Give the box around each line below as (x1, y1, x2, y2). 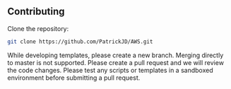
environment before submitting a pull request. (7, 73, 141, 82)
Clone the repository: (7, 24, 69, 32)
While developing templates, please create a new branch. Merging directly (7, 51, 224, 59)
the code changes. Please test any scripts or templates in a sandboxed (7, 66, 213, 74)
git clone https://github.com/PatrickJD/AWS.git (7, 38, 153, 45)
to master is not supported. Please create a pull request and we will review (7, 58, 225, 66)
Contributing (7, 6, 65, 18)
